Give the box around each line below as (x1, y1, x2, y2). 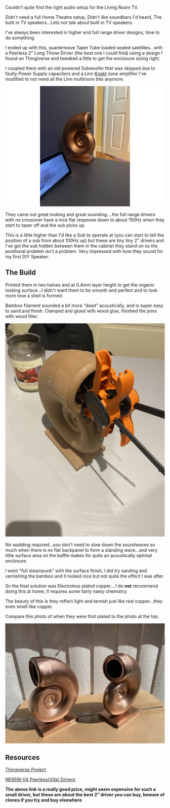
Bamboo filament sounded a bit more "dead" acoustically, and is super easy (5, 302, 163, 309)
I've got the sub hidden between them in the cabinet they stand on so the (5, 243, 158, 249)
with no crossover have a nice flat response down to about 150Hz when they (5, 217, 165, 223)
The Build (5, 268, 36, 277)
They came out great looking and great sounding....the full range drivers (5, 211, 156, 217)
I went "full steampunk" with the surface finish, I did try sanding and (5, 567, 147, 574)
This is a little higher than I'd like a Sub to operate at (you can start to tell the (5, 232, 164, 238)
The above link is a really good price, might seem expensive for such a (5, 786, 156, 792)
